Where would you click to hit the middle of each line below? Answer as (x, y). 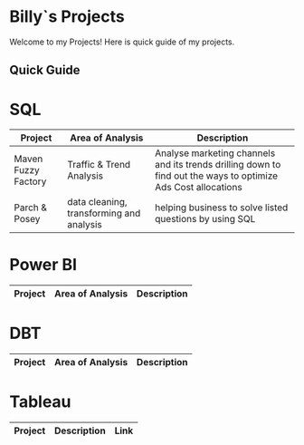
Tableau (40, 402)
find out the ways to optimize (217, 176)
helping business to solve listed (222, 208)
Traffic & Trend (99, 165)
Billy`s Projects (67, 17)
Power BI (43, 265)
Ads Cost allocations (199, 188)
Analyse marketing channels (215, 153)
